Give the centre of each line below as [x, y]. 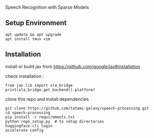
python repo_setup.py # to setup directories [55, 121]
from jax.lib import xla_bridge [39, 85]
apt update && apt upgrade [33, 35]
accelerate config [24, 130]
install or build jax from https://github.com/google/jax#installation [73, 66]
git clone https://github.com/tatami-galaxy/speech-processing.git [77, 108]
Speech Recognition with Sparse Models [47, 7]
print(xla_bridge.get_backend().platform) [50, 90]
